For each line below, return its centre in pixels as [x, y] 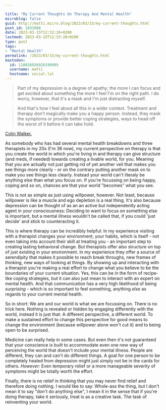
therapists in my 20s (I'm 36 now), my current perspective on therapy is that [83, 148]
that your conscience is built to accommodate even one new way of [74, 345]
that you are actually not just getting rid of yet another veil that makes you [81, 164]
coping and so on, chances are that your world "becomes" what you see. [80, 185]
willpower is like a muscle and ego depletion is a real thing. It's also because [83, 200]
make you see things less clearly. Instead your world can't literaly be [75, 175]
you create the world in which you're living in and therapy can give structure [83, 154]
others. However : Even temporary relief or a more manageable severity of [80, 366]
